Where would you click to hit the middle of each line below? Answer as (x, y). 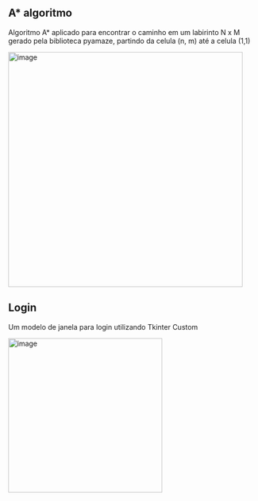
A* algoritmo (40, 13)
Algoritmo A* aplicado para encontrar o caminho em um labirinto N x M (124, 32)
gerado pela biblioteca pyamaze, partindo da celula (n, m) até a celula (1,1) (129, 41)
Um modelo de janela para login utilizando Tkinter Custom (103, 327)
